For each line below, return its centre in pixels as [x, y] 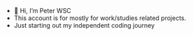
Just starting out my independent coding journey [84, 25]
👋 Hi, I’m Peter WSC [42, 11]
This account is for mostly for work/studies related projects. [100, 18]
